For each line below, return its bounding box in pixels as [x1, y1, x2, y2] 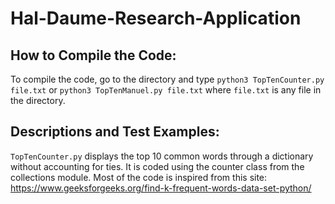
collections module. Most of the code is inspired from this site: [10, 171, 268, 183]
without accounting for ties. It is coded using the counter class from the [10, 160, 305, 172]
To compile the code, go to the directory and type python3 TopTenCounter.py [10, 73, 325, 85]
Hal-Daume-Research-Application [10, 7, 302, 30]
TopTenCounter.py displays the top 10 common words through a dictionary [10, 150, 314, 162]
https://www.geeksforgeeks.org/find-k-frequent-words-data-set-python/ [10, 182, 312, 194]
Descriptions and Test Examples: [10, 123, 220, 141]
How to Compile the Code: [10, 47, 177, 64]
